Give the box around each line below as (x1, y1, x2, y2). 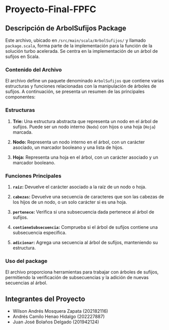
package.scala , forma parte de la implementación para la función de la (5, 43, 153, 49)
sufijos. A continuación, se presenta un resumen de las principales (5, 88, 145, 95)
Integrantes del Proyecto (5, 294, 86, 303)
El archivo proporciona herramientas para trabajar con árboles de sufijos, (5, 269, 159, 275)
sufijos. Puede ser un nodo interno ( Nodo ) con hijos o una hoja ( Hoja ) (12, 124, 156, 130)
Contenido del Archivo (5, 66, 62, 73)
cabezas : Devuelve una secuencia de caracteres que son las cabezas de (12, 193, 164, 199)
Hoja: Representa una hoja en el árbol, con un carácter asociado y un (12, 154, 159, 160)
